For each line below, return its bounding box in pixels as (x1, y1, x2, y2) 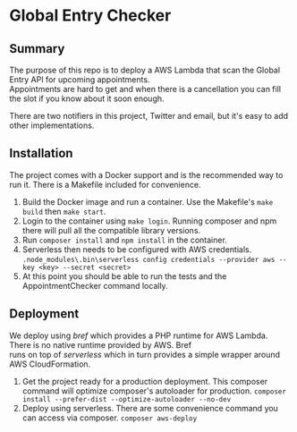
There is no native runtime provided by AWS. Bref (9, 339, 192, 350)
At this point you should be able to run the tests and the (21, 270, 227, 282)
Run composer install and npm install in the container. (21, 234, 228, 245)
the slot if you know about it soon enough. (9, 93, 165, 104)
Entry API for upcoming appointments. (9, 74, 150, 85)
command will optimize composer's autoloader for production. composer (21, 385, 286, 396)
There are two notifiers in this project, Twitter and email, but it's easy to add (9, 111, 289, 121)
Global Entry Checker (9, 5, 172, 26)
